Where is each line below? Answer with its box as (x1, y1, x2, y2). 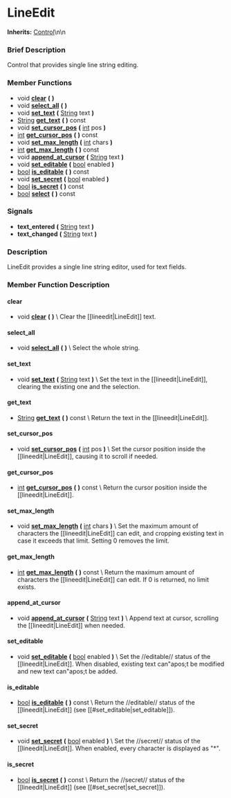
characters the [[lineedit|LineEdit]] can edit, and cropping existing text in (17, 529, 224, 538)
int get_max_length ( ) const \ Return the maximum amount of (17, 568, 195, 576)
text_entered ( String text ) (17, 222, 95, 230)
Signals (7, 206, 33, 216)
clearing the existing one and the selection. (17, 382, 140, 390)
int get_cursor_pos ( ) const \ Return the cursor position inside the (17, 483, 207, 492)
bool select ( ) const (17, 189, 76, 198)
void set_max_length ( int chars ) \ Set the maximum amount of (17, 522, 198, 530)
